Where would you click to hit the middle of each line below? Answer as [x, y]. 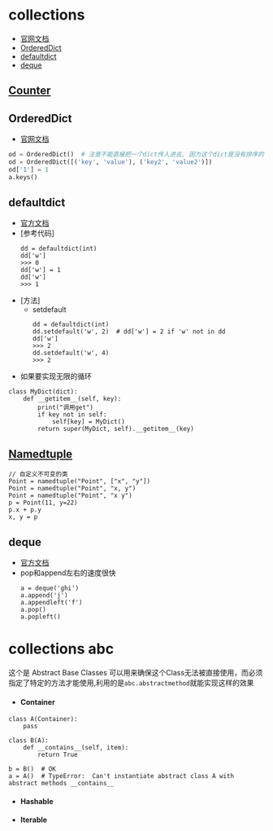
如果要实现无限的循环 [56, 376]
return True [58, 755]
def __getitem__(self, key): [72, 399]
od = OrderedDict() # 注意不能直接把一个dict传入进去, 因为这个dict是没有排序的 [136, 155]
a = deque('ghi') [50, 588]
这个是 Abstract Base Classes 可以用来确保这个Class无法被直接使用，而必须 [136, 673]
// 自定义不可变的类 [38, 474]
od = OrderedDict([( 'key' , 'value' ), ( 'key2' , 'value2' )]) [110, 162]
